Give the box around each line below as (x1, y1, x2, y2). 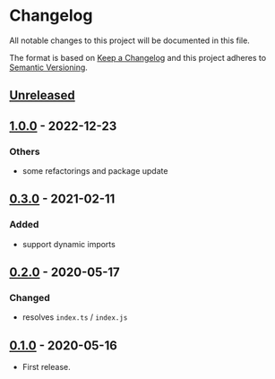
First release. (21, 362, 71, 373)
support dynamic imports (21, 238, 116, 249)
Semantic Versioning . (9, 62, 88, 73)
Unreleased (9, 88, 76, 103)
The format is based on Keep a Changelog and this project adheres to (9, 52, 267, 63)
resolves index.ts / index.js (21, 312, 128, 323)
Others (9, 145, 40, 158)
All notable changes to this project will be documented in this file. (9, 35, 251, 46)
